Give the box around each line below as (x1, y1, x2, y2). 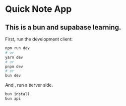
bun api (5, 96, 21, 101)
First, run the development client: (5, 36, 73, 42)
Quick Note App (5, 3, 72, 15)
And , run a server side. (5, 82, 53, 88)
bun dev (5, 73, 21, 78)
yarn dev (5, 55, 23, 60)
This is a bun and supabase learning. (5, 23, 122, 32)
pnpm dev (5, 64, 23, 69)
